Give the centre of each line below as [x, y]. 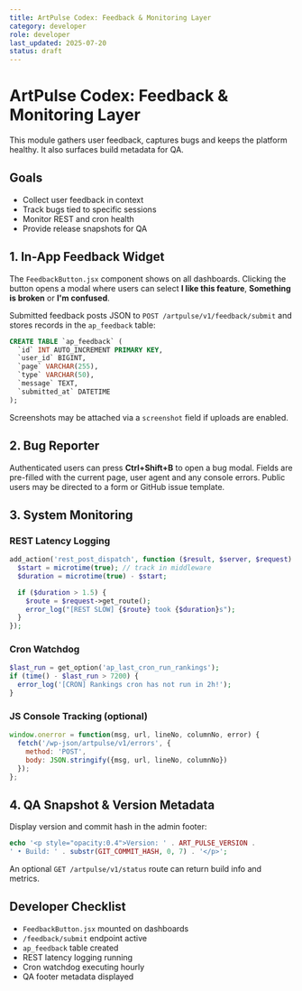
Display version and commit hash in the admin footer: [108, 827]
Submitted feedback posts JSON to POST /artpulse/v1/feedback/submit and [151, 315]
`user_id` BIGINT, [52, 358]
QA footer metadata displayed [78, 977]
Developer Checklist [68, 907]
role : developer [40, 34]
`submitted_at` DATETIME [64, 392]
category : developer [48, 26]
